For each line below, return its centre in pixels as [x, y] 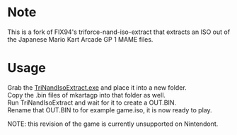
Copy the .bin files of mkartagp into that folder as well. [87, 95]
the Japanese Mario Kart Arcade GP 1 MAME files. [80, 39]
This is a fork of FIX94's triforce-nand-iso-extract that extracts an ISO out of [119, 32]
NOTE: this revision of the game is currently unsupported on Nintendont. [113, 124]
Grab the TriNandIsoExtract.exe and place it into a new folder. [97, 87]
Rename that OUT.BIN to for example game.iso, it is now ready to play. [110, 110]
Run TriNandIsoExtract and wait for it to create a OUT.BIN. [92, 102]
